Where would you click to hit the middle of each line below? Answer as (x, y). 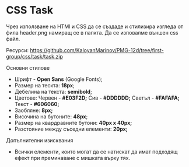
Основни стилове (28, 67)
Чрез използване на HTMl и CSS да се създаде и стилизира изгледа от (95, 26)
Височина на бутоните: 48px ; (51, 116)
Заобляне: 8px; (34, 110)
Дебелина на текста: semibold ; (53, 91)
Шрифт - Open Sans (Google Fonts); (59, 79)
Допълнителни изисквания (40, 140)
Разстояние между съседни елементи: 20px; (71, 129)
